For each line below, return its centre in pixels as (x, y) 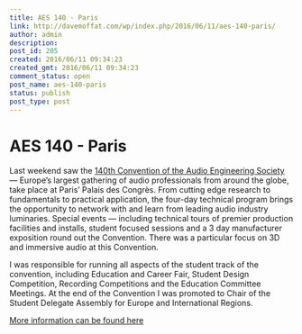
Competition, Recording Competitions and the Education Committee (135, 284)
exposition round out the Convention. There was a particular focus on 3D (145, 238)
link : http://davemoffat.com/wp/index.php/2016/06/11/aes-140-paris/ (143, 26)
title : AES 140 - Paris (54, 18)
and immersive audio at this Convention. (84, 248)
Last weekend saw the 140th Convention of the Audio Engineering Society (147, 171)
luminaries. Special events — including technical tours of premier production (151, 219)
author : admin (36, 34)
